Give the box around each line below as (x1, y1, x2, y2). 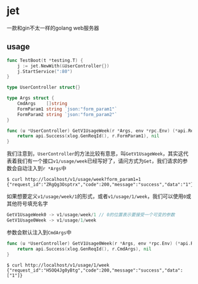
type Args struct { (6, 95, 55, 101)
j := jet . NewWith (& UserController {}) (17, 63, 110, 69)
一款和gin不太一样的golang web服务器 (6, 24, 99, 31)
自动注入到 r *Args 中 (16, 165, 67, 172)
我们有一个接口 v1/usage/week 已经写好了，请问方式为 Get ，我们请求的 (16, 157, 183, 164)
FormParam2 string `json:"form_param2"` (17, 111, 118, 117)
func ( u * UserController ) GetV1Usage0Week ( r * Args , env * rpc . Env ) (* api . (6, 240, 192, 246)
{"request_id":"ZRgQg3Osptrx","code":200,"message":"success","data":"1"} (6, 181, 194, 188)
